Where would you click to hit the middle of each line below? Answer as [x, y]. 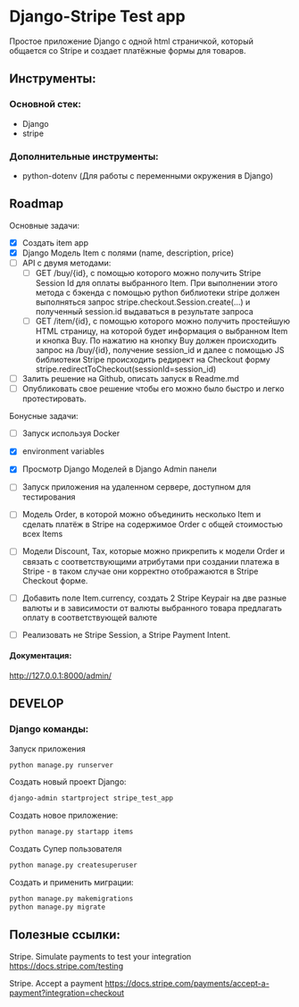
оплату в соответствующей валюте [90, 617]
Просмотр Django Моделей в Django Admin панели [119, 469]
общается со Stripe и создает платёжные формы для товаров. [128, 50]
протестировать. [54, 399]
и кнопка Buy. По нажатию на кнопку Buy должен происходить [156, 340]
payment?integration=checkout [67, 993]
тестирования [49, 497]
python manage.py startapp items [71, 832]
